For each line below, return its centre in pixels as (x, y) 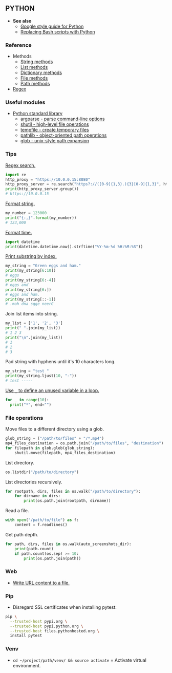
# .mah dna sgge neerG (29, 304)
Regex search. (20, 165)
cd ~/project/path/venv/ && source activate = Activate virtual (80, 660)
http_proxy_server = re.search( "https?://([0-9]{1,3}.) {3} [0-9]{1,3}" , (83, 184)
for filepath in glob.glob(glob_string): (50, 448)
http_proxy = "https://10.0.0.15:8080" (48, 179)
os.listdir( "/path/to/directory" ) (42, 472)
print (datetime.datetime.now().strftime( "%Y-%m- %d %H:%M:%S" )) (74, 247)
